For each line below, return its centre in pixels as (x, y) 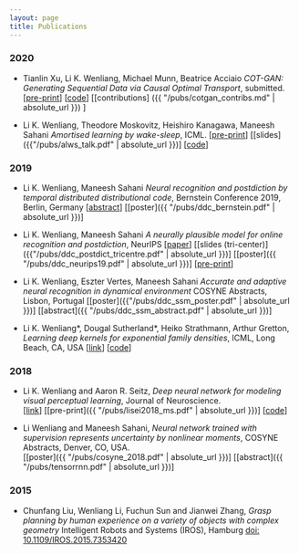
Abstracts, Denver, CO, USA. (76, 447)
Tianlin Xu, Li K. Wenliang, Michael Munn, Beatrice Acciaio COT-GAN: (153, 78)
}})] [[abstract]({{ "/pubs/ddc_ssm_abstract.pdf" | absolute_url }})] (147, 310)
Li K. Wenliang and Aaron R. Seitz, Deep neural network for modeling (152, 391)
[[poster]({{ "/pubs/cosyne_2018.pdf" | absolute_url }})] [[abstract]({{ (153, 457)
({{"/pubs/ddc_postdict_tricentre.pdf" (93, 254)
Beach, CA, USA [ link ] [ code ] (77, 348)
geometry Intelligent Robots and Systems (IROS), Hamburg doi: (141, 529)
